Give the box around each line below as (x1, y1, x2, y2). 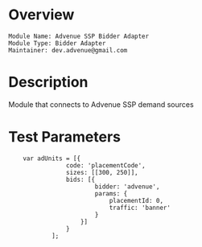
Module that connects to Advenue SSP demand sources (8, 99, 195, 109)
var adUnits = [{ (23, 154, 81, 163)
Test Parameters (8, 128, 122, 146)
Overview (8, 6, 75, 24)
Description (8, 73, 89, 92)
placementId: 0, (109, 196, 163, 204)
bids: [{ (65, 175, 95, 183)
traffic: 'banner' (109, 204, 171, 212)
